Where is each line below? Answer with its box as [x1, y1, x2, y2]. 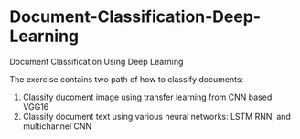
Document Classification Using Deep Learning [9, 56, 184, 67]
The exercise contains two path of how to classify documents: [9, 73, 244, 84]
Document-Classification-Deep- [9, 6, 262, 27]
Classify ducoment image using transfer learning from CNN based [22, 91, 273, 102]
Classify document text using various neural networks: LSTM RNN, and [22, 111, 291, 122]
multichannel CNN [22, 121, 92, 132]
